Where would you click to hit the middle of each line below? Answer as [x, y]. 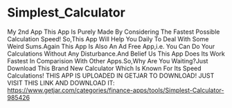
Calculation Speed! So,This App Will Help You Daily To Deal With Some [108, 39]
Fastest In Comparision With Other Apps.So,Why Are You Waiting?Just [108, 61]
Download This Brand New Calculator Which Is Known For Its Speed [105, 68]
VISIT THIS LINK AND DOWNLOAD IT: [61, 83]
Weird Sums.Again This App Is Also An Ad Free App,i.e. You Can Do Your [111, 46]
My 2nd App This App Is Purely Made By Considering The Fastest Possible [114, 32]
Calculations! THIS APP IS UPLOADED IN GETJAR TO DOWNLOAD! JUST [111, 75]
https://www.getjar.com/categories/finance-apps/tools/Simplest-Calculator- [116, 90]
